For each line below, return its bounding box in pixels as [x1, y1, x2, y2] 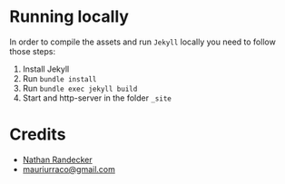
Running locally [9, 6, 130, 27]
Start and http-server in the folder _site [22, 92, 172, 103]
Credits [9, 124, 66, 145]
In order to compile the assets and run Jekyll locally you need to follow [9, 36, 277, 47]
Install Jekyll [22, 63, 70, 74]
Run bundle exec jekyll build [22, 82, 138, 93]
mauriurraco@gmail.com [22, 163, 115, 174]
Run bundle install [22, 73, 97, 83]
